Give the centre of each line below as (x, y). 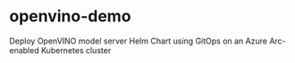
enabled (24, 50)
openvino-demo (70, 16)
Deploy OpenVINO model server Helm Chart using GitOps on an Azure (139, 41)
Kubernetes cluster (76, 50)
